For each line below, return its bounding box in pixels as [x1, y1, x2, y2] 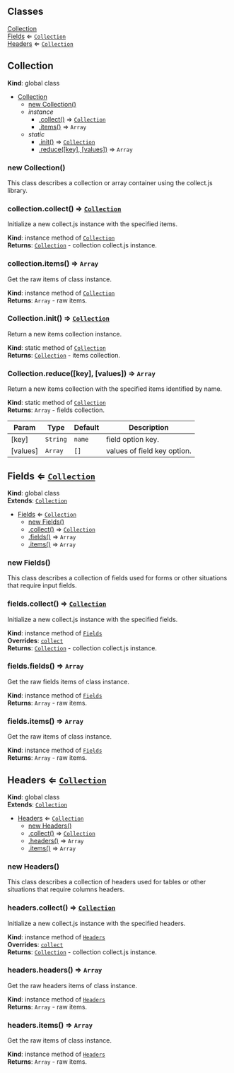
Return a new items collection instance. [7, 329, 122, 338]
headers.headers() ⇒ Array [7, 965, 103, 975]
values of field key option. [105, 446, 192, 456]
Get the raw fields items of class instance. [7, 677, 129, 686]
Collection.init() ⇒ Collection [7, 314, 110, 324]
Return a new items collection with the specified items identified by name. [7, 385, 223, 393]
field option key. [105, 435, 160, 445]
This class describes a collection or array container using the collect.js [7, 178, 213, 187]
